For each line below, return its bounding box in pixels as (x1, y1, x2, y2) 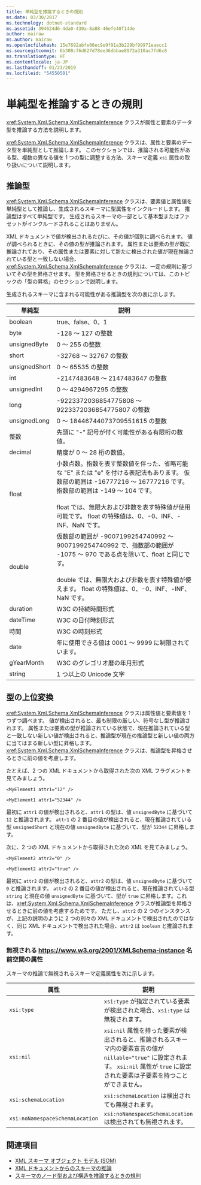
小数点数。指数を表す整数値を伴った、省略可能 (56, 460, 188, 468)
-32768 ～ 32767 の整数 (56, 352, 129, 360)
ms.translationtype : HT (6, 53, 66, 59)
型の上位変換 (6, 692, 54, 702)
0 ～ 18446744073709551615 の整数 (56, 417, 167, 425)
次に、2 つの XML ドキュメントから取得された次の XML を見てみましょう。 (6, 843, 191, 851)
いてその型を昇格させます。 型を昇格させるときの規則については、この (6, 270, 179, 278)
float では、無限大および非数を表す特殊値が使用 (56, 503, 191, 511)
